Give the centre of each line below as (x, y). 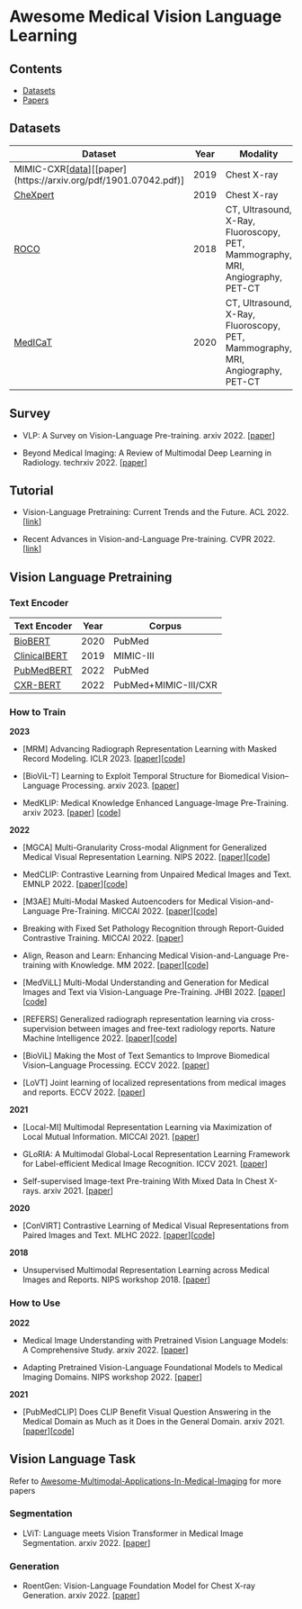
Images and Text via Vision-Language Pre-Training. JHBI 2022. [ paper (152, 992)
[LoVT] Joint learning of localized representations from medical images (154, 1083)
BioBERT (32, 641)
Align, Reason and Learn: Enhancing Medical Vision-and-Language (147, 955)
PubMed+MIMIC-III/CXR (165, 685)
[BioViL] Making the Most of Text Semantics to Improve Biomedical (146, 1056)
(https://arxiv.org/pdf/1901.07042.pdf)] (99, 180)
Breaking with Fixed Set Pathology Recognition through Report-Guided (153, 928)
